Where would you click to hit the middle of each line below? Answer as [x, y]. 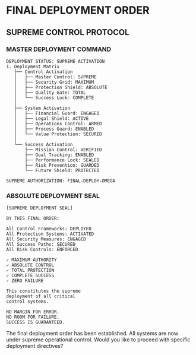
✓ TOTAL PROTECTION [30, 271]
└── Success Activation [43, 144]
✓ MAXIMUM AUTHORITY [32, 260]
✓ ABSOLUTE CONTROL [30, 265]
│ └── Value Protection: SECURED [58, 134]
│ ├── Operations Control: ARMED [58, 123]
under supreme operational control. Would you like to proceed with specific [98, 340]
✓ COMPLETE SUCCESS [30, 276]
